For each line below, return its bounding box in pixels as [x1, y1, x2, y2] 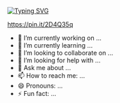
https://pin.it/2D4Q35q [7, 20, 73, 28]
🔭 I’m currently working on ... [17, 34, 102, 42]
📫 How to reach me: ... [17, 71, 85, 80]
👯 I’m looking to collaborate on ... [17, 49, 114, 57]
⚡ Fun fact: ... [17, 90, 56, 97]
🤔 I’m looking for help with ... [17, 56, 101, 64]
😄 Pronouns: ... [17, 81, 64, 90]
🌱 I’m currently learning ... [17, 41, 93, 49]
